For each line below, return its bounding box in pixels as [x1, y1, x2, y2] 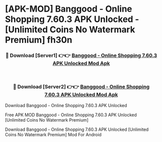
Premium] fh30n [5, 35, 73, 46]
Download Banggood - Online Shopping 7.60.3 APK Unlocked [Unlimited [5, 126, 149, 132]
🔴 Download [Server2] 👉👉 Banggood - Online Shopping [13, 84, 150, 90]
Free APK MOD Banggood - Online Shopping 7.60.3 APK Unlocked [5, 112, 137, 118]
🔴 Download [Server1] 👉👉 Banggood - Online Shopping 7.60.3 [5, 52, 157, 59]
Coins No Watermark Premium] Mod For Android [5, 131, 102, 137]
